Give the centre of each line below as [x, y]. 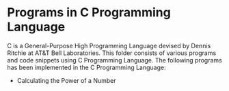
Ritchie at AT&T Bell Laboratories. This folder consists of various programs [112, 53]
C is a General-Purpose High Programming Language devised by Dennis [109, 45]
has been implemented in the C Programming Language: [86, 67]
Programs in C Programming [89, 13]
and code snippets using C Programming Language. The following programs [114, 60]
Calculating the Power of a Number [66, 80]
